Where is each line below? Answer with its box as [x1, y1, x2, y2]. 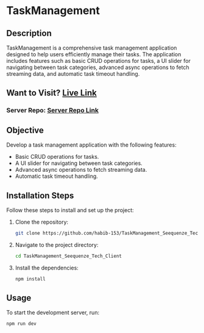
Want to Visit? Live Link [6, 88, 97, 98]
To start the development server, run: [6, 309, 99, 317]
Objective [6, 125, 44, 135]
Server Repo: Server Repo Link [6, 106, 99, 115]
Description [6, 28, 52, 38]
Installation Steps [6, 190, 74, 200]
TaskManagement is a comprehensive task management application [6, 44, 177, 51]
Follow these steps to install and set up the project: [6, 206, 134, 214]
